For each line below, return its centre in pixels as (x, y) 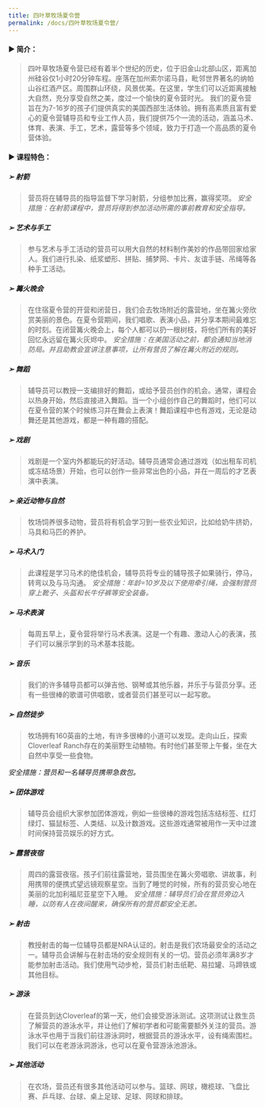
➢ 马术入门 (26, 552)
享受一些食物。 (73, 755)
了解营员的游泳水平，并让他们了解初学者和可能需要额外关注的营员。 (138, 1025)
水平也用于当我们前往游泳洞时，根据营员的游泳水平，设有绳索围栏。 (146, 1035)
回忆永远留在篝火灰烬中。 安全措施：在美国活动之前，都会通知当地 (136, 340)
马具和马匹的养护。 (59, 532)
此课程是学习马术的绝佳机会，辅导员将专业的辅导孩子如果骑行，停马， (142, 573)
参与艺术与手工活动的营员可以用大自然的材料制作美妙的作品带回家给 (138, 249)
